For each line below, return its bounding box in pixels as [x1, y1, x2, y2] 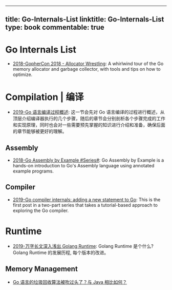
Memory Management [5, 265, 78, 274]
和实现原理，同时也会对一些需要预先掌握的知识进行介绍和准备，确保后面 [12, 122, 165, 128]
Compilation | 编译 [5, 91, 84, 103]
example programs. [12, 168, 54, 175]
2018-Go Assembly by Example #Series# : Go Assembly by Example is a [12, 157, 164, 163]
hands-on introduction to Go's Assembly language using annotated [12, 163, 155, 169]
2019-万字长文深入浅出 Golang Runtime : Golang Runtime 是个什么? [12, 243, 154, 249]
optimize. [12, 71, 33, 78]
